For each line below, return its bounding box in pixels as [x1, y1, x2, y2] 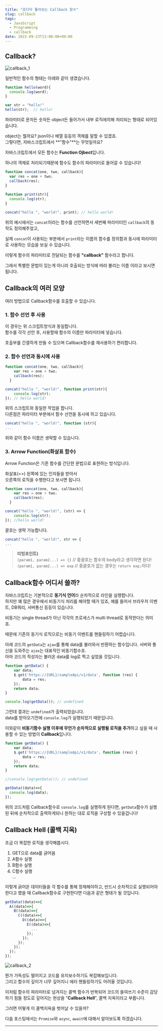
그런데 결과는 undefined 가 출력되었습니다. [5, 709, 84, 715]
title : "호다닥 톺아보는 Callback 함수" [5, 7, 79, 12]
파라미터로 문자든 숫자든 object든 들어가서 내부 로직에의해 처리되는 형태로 [5, 117, 145, 123]
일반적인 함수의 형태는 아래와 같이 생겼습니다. [5, 75, 91, 81]
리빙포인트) [16, 551, 39, 557]
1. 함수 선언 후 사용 [5, 311, 46, 318]
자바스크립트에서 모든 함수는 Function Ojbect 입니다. [5, 149, 106, 156]
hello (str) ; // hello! [5, 107, 53, 112]
